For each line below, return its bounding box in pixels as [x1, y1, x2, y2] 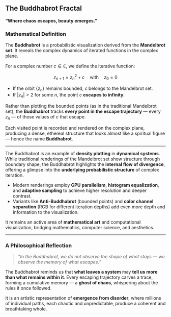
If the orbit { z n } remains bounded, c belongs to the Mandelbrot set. [12, 85, 153, 92]
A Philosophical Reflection [5, 242, 72, 249]
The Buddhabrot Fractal [5, 4, 82, 13]
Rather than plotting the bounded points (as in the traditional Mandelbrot [5, 103, 157, 109]
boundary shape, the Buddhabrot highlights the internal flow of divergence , [5, 161, 165, 167]
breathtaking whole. [5, 306, 47, 312]
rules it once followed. [5, 285, 52, 291]
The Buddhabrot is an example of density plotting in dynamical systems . [5, 150, 160, 156]
